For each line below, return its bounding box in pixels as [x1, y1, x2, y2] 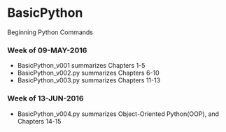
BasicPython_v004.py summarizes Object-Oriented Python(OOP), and [17, 110, 219, 118]
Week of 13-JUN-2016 [7, 94, 84, 103]
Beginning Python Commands [7, 28, 93, 36]
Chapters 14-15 [17, 117, 62, 125]
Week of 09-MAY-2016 [7, 45, 87, 55]
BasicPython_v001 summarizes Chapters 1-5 [17, 61, 146, 70]
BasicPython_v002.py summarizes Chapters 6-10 [17, 68, 160, 78]
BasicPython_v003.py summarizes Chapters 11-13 [17, 76, 161, 85]
